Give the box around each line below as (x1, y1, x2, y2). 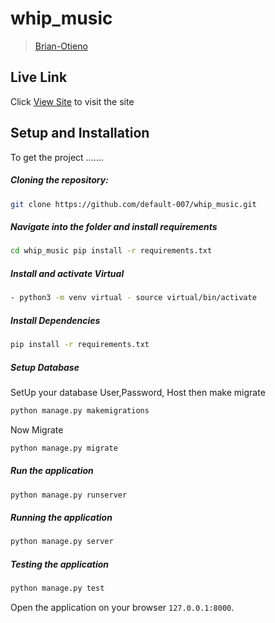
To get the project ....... (10, 151, 104, 163)
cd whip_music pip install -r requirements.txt (10, 246, 213, 256)
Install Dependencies (10, 314, 101, 326)
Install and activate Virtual (10, 267, 125, 279)
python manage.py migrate (10, 443, 118, 453)
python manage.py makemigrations (10, 405, 150, 416)
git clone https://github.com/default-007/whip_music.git (10, 199, 257, 209)
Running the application (10, 512, 113, 524)
